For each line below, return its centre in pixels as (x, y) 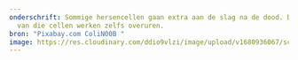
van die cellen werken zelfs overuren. (91, 26)
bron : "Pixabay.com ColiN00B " (67, 34)
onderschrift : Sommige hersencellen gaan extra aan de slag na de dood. (146, 17)
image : (21, 42)
